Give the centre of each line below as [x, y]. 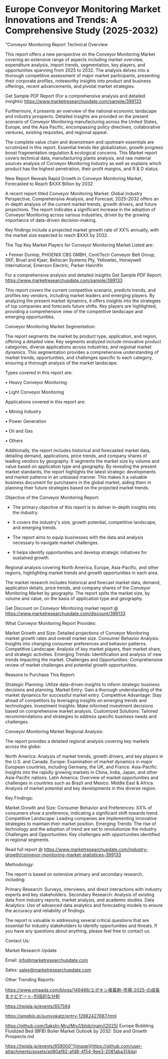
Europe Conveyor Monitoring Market [83, 9]
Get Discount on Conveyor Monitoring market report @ [62, 608]
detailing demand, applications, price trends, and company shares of [76, 456]
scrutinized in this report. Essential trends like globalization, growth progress [84, 147]
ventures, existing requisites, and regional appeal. [56, 132]
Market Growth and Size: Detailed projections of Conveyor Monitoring [77, 633]
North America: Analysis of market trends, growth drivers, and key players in [84, 756]
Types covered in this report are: [39, 372]
